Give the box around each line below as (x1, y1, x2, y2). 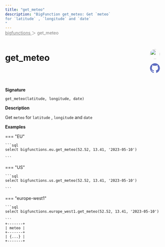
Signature (5, 87, 26, 93)
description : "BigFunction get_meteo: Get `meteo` (5, 12, 111, 17)
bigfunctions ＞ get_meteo (5, 30, 59, 36)
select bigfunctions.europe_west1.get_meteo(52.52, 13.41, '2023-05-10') (5, 209, 160, 214)
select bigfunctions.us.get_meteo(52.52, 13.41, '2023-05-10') (5, 178, 137, 183)
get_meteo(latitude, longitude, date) (5, 97, 84, 101)
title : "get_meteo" (5, 7, 45, 12)
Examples (5, 124, 26, 130)
